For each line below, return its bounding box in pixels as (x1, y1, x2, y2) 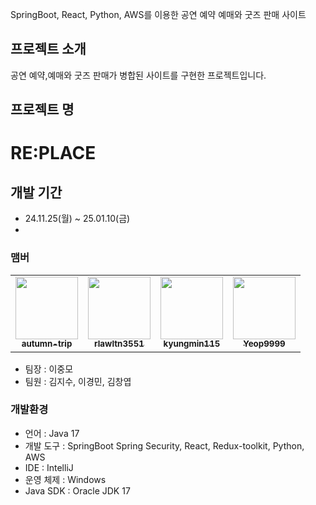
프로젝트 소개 (10, 41, 87, 58)
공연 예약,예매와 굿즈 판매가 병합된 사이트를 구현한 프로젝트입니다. (10, 69, 267, 81)
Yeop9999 (243, 338, 286, 350)
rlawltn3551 (94, 338, 145, 350)
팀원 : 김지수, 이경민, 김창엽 (24, 375, 132, 387)
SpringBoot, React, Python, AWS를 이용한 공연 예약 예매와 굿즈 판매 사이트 (10, 9, 307, 20)
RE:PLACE (10, 142, 97, 165)
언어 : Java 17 (24, 427, 80, 439)
